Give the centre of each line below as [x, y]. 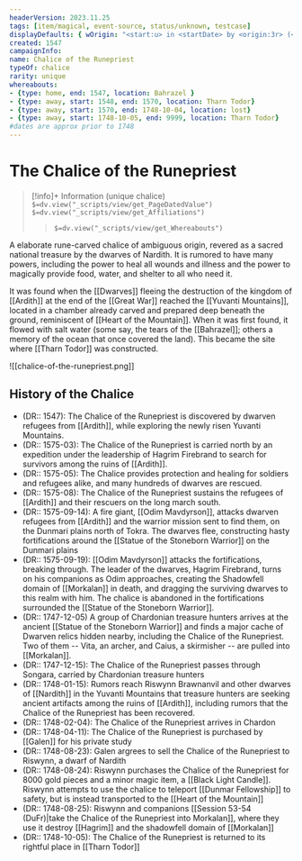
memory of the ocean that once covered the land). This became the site [142, 339]
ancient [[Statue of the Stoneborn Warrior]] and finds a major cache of [153, 626]
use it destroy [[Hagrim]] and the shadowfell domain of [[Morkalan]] [148, 827]
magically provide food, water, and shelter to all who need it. [121, 273]
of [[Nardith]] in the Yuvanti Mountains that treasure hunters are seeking [156, 693]
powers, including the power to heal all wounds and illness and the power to [150, 264]
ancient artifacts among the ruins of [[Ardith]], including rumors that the [155, 702]
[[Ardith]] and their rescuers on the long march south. [122, 502]
